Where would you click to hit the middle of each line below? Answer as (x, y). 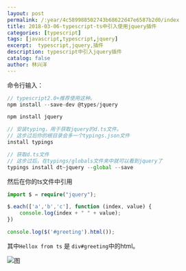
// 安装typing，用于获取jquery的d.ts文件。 (65, 129)
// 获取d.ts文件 (28, 154)
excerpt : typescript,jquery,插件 (56, 45)
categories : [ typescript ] (44, 33)
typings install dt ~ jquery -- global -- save (70, 167)
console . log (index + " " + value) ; (70, 213)
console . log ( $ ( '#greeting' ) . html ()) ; (61, 232)
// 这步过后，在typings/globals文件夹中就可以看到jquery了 (85, 161)
